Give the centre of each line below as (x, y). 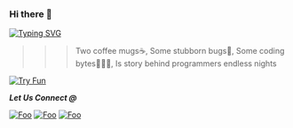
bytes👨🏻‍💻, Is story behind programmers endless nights (176, 64)
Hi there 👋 (31, 14)
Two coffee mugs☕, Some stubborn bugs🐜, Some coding (180, 51)
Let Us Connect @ (43, 98)
